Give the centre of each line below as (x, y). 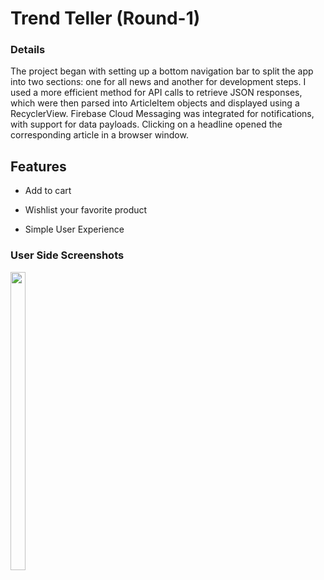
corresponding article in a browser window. (99, 135)
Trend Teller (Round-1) (105, 18)
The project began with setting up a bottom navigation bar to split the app (162, 71)
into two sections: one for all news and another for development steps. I (158, 82)
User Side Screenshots (67, 255)
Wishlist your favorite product (86, 210)
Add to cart (48, 191)
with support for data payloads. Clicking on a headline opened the (146, 124)
